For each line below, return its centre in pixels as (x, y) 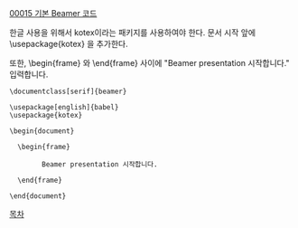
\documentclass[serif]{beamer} (68, 91)
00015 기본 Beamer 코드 (53, 13)
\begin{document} (42, 131)
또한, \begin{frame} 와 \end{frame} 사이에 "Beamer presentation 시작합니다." (150, 63)
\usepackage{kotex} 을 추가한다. (69, 44)
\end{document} (38, 196)
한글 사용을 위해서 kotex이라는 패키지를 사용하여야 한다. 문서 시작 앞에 (132, 33)
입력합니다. (29, 74)
